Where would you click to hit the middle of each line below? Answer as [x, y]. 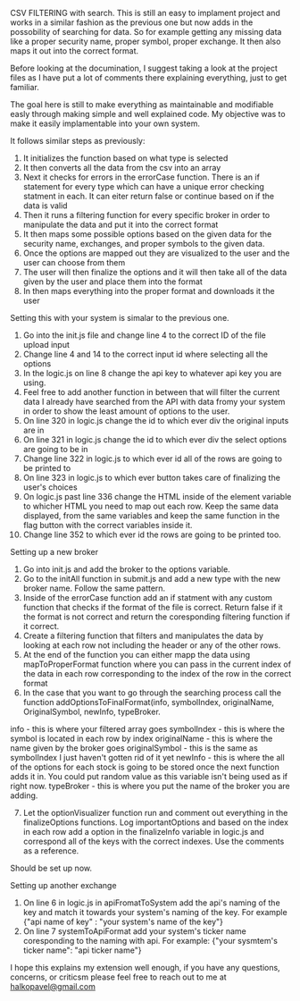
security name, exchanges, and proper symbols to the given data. [144, 244]
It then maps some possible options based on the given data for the [147, 234]
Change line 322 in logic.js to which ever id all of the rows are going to [152, 458]
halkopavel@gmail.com [53, 986]
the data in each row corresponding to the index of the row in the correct [157, 673]
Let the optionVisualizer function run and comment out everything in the [155, 813]
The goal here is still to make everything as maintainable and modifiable [142, 105]
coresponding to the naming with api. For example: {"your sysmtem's [150, 941]
